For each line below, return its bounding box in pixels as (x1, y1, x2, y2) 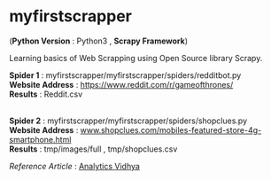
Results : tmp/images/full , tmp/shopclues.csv (9, 144, 178, 154)
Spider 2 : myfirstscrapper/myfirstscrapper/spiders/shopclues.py (9, 115, 248, 126)
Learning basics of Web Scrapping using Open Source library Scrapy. (9, 52, 263, 63)
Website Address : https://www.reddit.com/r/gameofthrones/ (9, 79, 234, 90)
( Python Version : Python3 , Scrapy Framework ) (9, 35, 189, 46)
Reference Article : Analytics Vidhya (9, 160, 140, 171)
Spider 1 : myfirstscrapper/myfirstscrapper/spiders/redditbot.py (9, 69, 242, 81)
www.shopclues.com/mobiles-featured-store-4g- (80, 124, 262, 135)
